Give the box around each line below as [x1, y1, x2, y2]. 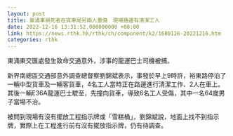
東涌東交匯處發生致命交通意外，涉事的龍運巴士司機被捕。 [7, 57, 173, 65]
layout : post [7, 10, 46, 18]
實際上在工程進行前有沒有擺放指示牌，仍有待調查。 [19, 121, 167, 130]
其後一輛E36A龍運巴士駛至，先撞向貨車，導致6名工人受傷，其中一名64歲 [7, 89, 219, 97]
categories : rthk [7, 36, 58, 43]
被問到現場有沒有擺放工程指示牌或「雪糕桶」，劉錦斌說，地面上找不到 [7, 113, 207, 121]
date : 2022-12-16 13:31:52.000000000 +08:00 [7, 23, 140, 30]
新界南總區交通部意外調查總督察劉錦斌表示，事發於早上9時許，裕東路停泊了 [7, 72, 227, 80]
